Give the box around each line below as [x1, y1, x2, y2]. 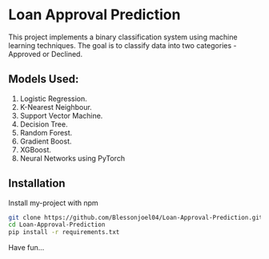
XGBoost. [19, 144, 52, 154]
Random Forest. [19, 127, 73, 137]
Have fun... [8, 243, 45, 253]
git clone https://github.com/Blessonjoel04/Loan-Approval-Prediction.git [8, 213, 263, 221]
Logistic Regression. [19, 94, 88, 103]
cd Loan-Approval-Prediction [8, 221, 106, 229]
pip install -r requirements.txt [8, 229, 120, 237]
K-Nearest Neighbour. [19, 102, 92, 111]
